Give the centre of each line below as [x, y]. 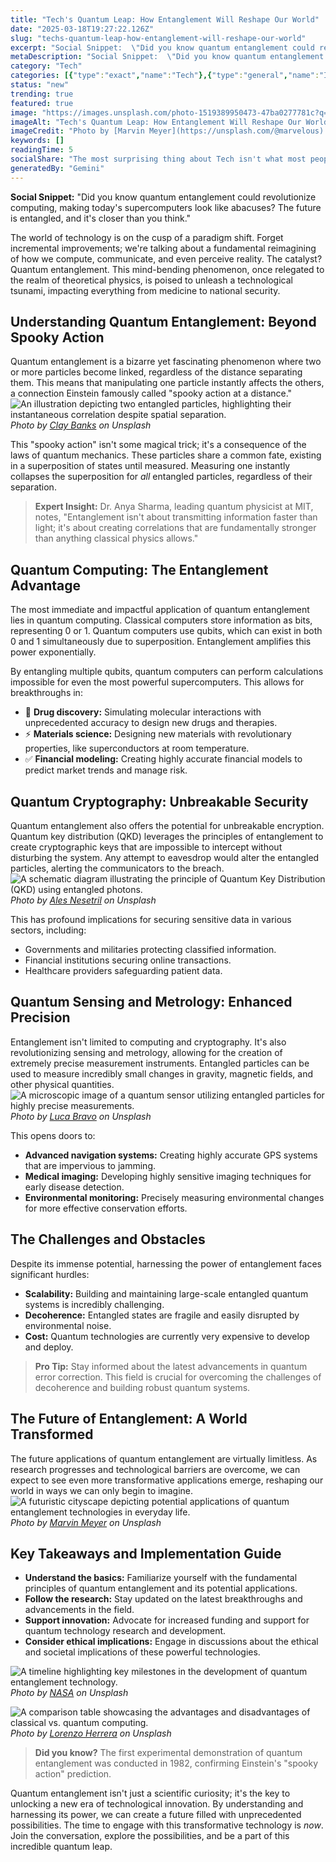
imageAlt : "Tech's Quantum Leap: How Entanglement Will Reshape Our [156, 122]
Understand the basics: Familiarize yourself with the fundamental [161, 1578]
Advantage [46, 585]
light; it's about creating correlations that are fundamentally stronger [175, 528]
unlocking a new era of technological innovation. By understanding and [157, 1804]
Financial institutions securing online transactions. [128, 960]
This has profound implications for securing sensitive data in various [151, 920]
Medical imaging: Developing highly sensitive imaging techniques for [168, 1176]
